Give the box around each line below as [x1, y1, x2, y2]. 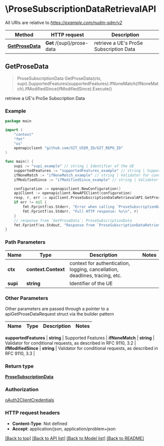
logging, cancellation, [69, 266, 119, 273]
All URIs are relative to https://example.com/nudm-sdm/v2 [5, 20, 123, 25]
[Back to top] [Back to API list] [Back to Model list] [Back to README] [5, 435, 144, 441]
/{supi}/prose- [55, 39, 89, 46]
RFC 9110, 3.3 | [5, 350, 35, 356]
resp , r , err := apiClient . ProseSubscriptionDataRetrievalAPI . [14, 195, 145, 200]
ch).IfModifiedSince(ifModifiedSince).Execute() [17, 86, 112, 92]
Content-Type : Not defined [12, 421, 67, 426]
